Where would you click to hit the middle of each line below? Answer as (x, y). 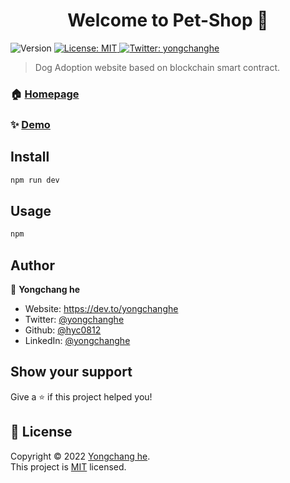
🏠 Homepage (45, 94)
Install (30, 157)
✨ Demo (30, 124)
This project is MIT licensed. (68, 466)
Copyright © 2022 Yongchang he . (80, 456)
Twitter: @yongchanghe (74, 319)
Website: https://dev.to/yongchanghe (101, 308)
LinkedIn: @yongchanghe (77, 340)
